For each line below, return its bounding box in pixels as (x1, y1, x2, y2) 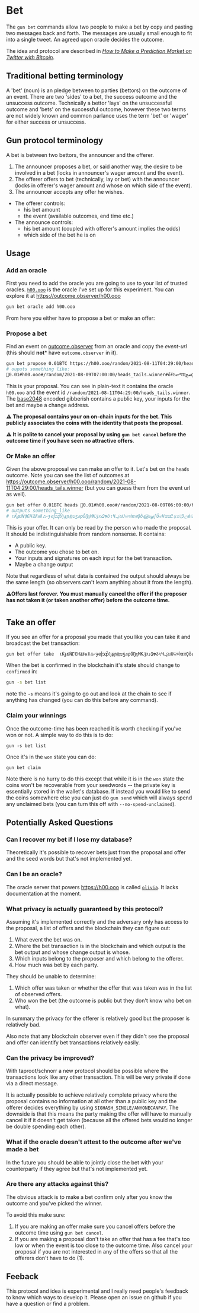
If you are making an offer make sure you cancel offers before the (14, 1223, 176, 1230)
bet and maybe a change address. (6, 402, 90, 409)
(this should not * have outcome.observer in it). (6, 349, 118, 357)
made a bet (6, 1145, 39, 1154)
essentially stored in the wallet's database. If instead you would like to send (6, 788, 191, 795)
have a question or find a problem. (6, 1300, 90, 1307)
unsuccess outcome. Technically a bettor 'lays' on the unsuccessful (6, 99, 172, 106)
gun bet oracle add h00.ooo (6, 304, 76, 310)
